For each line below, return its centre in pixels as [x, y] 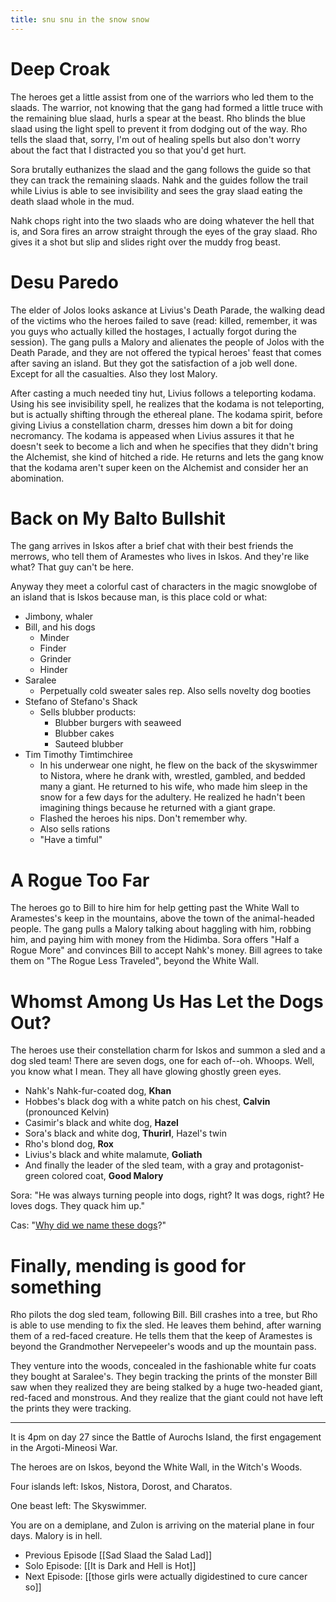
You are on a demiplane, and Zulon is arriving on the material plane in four [162, 1525]
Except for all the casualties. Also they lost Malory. [114, 373]
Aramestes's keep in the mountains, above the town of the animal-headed [162, 918]
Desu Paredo [64, 282]
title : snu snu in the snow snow [80, 19]
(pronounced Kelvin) [67, 1112]
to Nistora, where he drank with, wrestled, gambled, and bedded [172, 776]
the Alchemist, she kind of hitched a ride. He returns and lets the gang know [167, 457]
